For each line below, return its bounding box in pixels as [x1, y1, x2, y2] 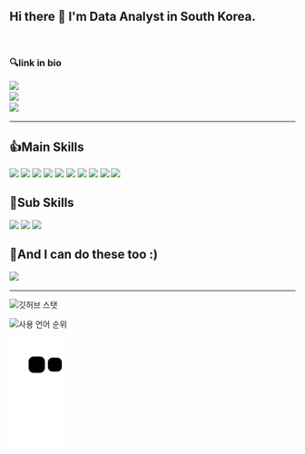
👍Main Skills [9, 139, 84, 154]
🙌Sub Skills [9, 195, 74, 211]
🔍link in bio [9, 56, 62, 69]
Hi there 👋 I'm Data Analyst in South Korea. [9, 9, 256, 25]
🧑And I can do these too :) [9, 247, 159, 262]
